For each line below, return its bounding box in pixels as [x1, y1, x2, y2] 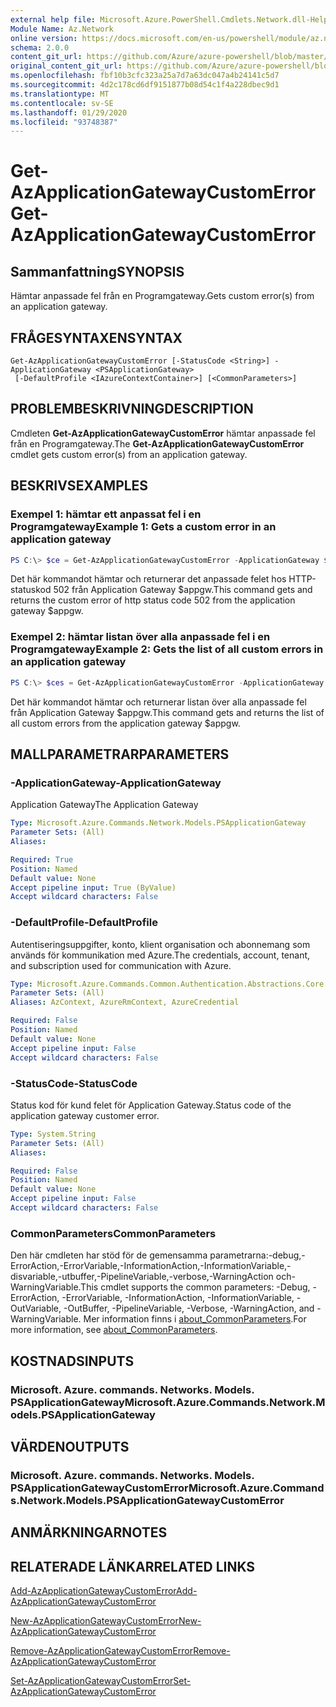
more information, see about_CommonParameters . [10, 1324, 218, 1336]
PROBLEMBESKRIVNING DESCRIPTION [10, 401, 254, 418]
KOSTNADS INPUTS [10, 1352, 135, 1370]
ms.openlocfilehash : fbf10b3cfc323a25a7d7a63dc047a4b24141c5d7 [10, 71, 280, 81]
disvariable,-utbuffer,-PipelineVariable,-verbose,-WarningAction [10, 1271, 274, 1283]
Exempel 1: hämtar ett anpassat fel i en [10, 507, 202, 521]
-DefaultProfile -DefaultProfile [10, 916, 158, 930]
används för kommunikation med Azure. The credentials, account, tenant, [10, 949, 311, 961]
